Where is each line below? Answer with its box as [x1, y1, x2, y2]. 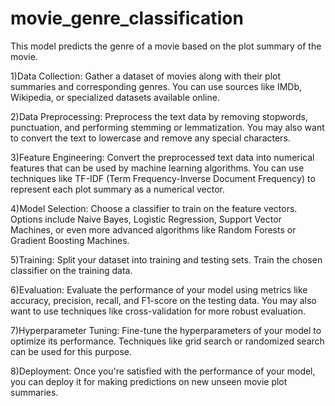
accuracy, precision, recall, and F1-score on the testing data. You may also [10, 294, 317, 306]
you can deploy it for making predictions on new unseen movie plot [10, 375, 288, 387]
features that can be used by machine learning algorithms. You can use [10, 162, 305, 174]
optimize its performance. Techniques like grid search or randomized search [10, 335, 325, 347]
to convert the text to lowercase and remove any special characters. [10, 132, 291, 144]
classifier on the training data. [10, 264, 133, 276]
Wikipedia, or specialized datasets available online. [10, 91, 220, 103]
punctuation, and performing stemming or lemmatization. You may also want [10, 121, 325, 133]
